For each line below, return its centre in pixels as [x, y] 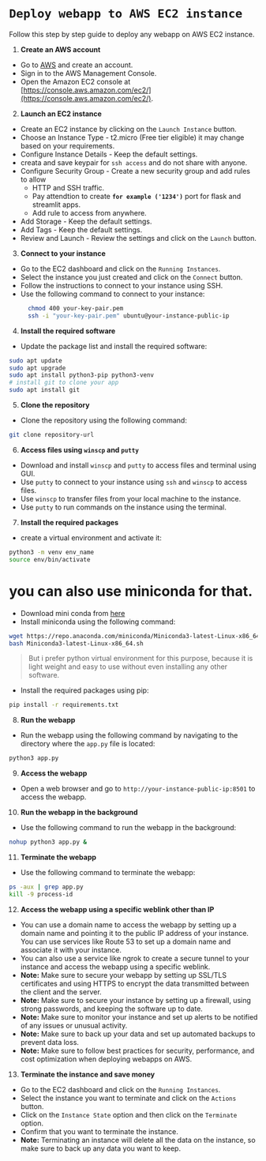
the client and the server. [61, 992]
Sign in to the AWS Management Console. [88, 73]
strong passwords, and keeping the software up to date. [112, 1009]
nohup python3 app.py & [48, 842]
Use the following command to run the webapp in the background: [128, 828]
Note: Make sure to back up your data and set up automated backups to [138, 1034]
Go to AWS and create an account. [77, 65]
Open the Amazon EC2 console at [75, 81]
